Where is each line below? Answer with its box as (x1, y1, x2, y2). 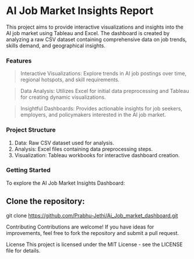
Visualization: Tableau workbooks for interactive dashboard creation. (14, 151, 180, 158)
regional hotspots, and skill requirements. (20, 76, 120, 83)
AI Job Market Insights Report (6, 4, 154, 18)
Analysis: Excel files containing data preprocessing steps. (14, 145, 153, 153)
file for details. (6, 247, 41, 254)
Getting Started (6, 166, 51, 174)
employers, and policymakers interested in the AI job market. (20, 111, 166, 118)
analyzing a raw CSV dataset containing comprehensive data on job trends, (6, 36, 187, 43)
